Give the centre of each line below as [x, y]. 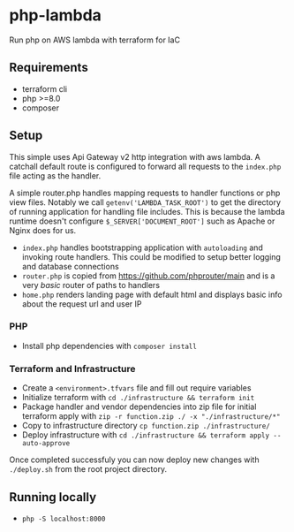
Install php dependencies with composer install [109, 346]
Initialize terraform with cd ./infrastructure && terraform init [138, 398]
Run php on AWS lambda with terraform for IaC [95, 40]
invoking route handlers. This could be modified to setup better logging [151, 256]
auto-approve [46, 444]
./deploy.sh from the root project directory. [88, 469]
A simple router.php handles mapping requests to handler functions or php [145, 193]
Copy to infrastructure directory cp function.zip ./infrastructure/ [146, 426]
